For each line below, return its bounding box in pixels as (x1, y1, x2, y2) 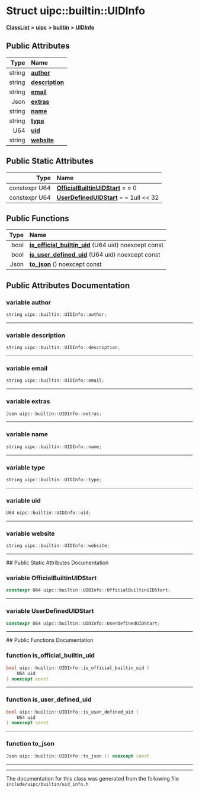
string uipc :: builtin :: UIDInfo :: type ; (6, 477, 102, 482)
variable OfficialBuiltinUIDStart (6, 574, 97, 582)
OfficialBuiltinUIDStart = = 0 (56, 184, 137, 192)
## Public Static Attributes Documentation (6, 559, 109, 567)
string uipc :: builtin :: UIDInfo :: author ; (6, 312, 108, 318)
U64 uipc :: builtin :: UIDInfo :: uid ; (6, 510, 92, 516)
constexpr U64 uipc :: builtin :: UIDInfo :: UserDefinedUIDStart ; (6, 621, 161, 626)
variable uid (6, 496, 41, 504)
